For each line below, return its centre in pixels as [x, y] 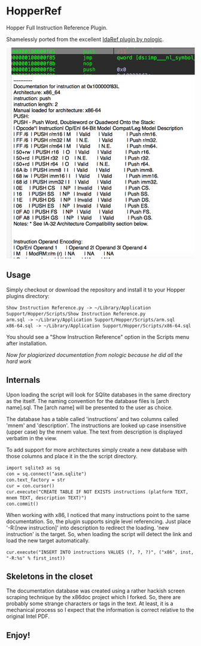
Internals [23, 380]
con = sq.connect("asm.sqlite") [46, 474]
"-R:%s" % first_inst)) [36, 558]
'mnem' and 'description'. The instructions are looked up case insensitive [96, 425]
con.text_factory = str [36, 480]
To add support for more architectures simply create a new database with [97, 450]
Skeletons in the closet [50, 576]
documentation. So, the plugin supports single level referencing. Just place [99, 521]
